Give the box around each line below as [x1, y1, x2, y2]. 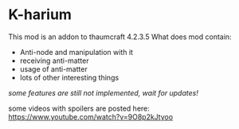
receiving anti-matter [19, 56, 89, 65]
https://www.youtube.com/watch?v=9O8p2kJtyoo [8, 111, 174, 121]
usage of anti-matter [19, 64, 88, 73]
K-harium [8, 6, 72, 24]
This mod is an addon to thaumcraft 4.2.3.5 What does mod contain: [8, 32, 233, 41]
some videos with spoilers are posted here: [8, 104, 150, 113]
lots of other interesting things [19, 72, 119, 82]
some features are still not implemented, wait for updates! [8, 88, 199, 97]
